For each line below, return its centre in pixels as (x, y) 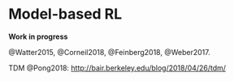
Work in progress (38, 36)
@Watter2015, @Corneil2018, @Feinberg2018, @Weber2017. (109, 52)
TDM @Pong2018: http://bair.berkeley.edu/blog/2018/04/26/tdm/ (117, 68)
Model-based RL (65, 14)
